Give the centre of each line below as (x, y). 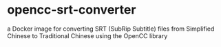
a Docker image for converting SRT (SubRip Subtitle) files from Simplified (111, 29)
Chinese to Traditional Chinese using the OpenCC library (87, 35)
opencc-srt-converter (72, 10)
